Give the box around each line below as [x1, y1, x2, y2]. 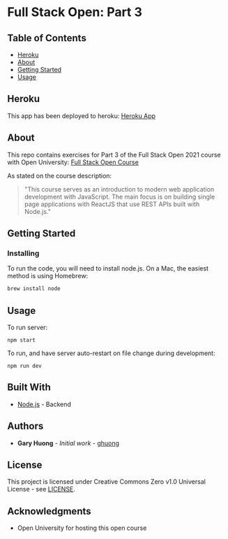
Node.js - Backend [17, 400, 72, 408]
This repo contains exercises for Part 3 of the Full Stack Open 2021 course [7, 150, 221, 159]
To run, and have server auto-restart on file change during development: [7, 349, 215, 357]
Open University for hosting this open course [17, 524, 147, 532]
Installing [7, 248, 40, 258]
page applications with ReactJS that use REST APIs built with [24, 200, 200, 208]
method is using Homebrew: [7, 272, 89, 280]
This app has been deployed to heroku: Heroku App [7, 111, 155, 120]
